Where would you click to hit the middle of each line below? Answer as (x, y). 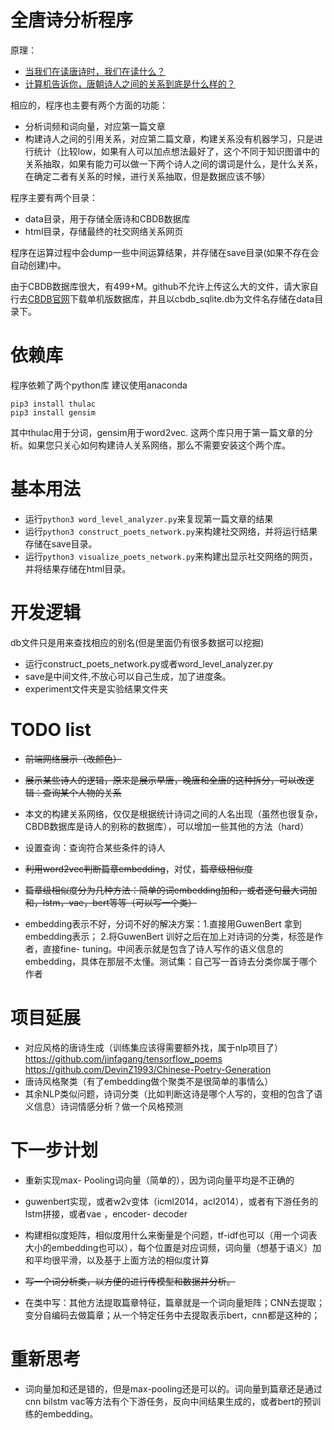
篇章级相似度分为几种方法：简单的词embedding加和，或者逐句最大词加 (171, 890)
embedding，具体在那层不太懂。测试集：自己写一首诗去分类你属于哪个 (171, 961)
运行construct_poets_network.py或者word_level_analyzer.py (148, 663)
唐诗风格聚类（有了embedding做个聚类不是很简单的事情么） (149, 1081)
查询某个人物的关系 (82, 792)
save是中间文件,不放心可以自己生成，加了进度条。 (128, 676)
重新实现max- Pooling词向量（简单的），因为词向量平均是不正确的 (159, 1180)
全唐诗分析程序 (72, 20)
